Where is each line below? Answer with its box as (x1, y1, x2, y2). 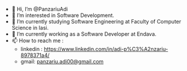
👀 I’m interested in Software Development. (11, 12, 114, 19)
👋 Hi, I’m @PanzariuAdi (11, 6, 68, 12)
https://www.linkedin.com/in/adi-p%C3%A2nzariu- (44, 46, 168, 52)
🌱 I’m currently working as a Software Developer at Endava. (11, 31, 157, 38)
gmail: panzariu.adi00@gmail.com (20, 58, 104, 65)
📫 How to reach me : (11, 37, 64, 44)
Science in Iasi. (11, 24, 49, 31)
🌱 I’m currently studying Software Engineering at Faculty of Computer (11, 18, 182, 25)
